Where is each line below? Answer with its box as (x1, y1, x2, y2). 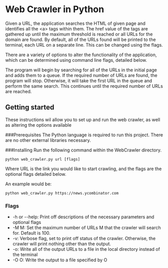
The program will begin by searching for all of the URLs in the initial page (5, 67, 157, 73)
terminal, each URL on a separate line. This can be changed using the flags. (5, 42, 163, 48)
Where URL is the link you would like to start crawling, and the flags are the (5, 166, 162, 172)
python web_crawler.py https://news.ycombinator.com (5, 190, 119, 196)
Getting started (5, 103, 55, 112)
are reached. (5, 88, 32, 94)
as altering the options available (5, 122, 72, 128)
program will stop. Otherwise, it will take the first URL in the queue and (5, 78, 152, 84)
